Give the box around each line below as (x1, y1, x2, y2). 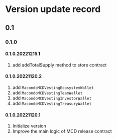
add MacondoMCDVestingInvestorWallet (12, 95, 92, 101)
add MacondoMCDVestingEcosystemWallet (12, 84, 94, 90)
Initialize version (12, 123, 46, 129)
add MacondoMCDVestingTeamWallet (12, 89, 83, 95)
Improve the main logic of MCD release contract (12, 128, 112, 134)
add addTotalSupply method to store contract (12, 61, 107, 68)
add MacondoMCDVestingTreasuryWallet (12, 100, 92, 106)
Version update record (5, 3, 101, 15)
